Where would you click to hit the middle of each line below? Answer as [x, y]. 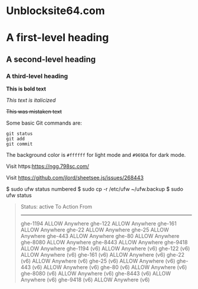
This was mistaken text [34, 112]
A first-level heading [57, 38]
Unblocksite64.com [55, 11]
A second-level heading [51, 59]
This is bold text [26, 89]
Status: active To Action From [56, 207]
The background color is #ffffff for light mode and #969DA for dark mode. [96, 155]
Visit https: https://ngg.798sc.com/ [48, 166]
